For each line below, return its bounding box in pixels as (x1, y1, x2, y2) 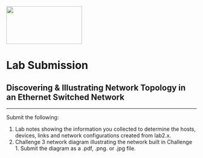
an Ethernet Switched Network (6, 92, 125, 102)
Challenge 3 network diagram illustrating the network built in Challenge (14, 139, 192, 145)
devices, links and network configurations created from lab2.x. (14, 132, 172, 139)
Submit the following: (6, 114, 59, 120)
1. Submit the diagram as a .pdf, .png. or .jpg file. (14, 145, 136, 152)
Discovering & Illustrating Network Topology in (6, 82, 186, 93)
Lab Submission (6, 59, 89, 72)
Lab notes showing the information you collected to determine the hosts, (14, 125, 196, 133)
